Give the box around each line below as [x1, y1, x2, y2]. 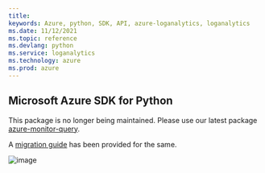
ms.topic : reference [8, 34, 78, 43]
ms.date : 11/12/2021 [8, 27, 78, 35]
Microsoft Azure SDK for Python [8, 94, 173, 108]
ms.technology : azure [8, 57, 81, 65]
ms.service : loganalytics [8, 49, 95, 57]
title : [8, 11, 31, 20]
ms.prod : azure [8, 64, 60, 72]
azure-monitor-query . [8, 124, 81, 134]
